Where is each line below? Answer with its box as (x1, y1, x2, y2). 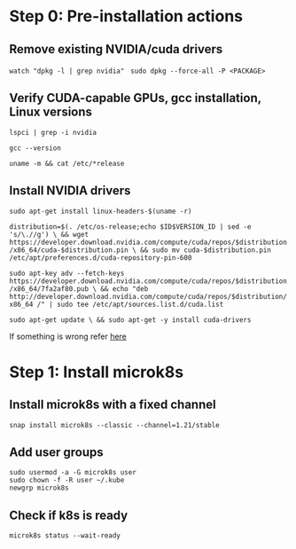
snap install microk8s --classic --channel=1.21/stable (9, 420, 220, 429)
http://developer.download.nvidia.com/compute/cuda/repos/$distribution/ (9, 292, 288, 301)
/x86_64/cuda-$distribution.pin (9, 246, 129, 255)
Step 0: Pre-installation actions (9, 6, 244, 27)
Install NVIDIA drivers (9, 184, 131, 199)
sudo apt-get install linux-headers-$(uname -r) (9, 207, 192, 216)
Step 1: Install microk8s (9, 362, 184, 382)
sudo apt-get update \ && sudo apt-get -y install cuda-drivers (9, 315, 252, 325)
